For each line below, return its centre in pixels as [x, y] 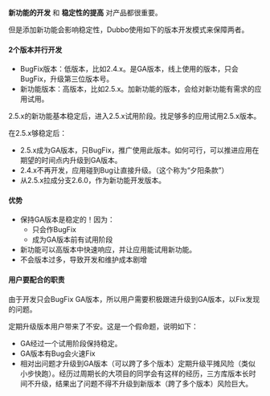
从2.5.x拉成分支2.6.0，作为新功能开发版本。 [93, 181]
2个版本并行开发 [35, 49]
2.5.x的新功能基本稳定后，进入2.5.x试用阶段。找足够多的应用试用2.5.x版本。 [135, 116]
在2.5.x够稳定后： [37, 133]
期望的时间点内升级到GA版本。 [71, 161]
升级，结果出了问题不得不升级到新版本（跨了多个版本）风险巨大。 [143, 383]
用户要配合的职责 [37, 280]
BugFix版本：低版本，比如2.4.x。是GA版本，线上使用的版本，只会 [129, 69]
